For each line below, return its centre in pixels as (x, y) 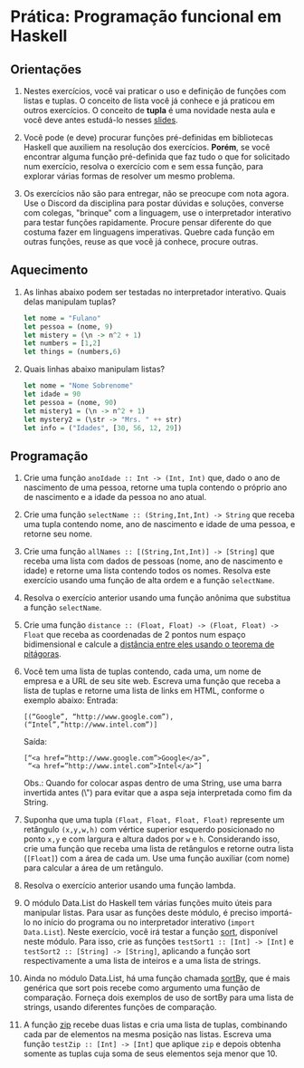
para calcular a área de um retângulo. (93, 868)
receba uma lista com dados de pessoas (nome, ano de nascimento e (153, 561)
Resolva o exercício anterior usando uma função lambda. (129, 886)
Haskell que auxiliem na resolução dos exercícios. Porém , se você (147, 147)
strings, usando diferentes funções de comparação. (120, 1007)
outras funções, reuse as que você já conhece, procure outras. (141, 241)
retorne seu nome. (58, 534)
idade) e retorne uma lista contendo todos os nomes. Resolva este (147, 571)
